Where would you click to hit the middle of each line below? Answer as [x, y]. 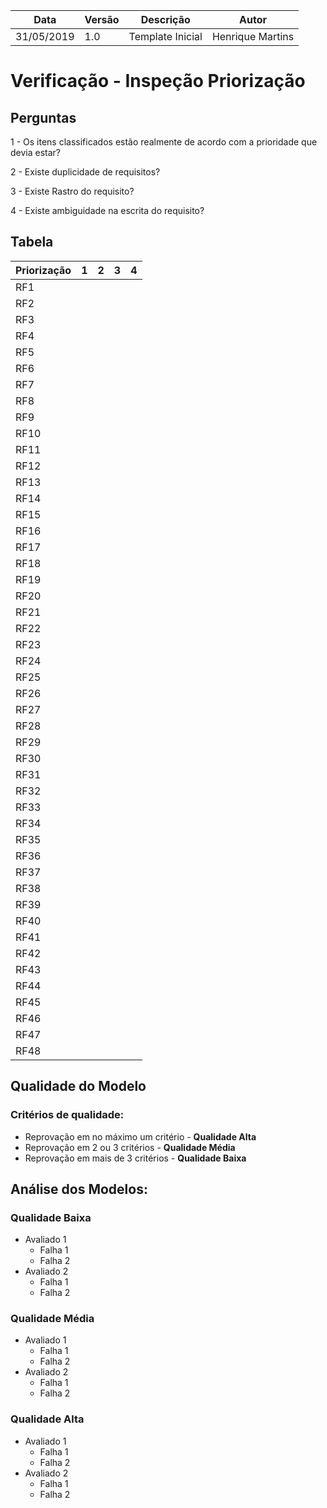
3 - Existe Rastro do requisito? [72, 191]
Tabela [32, 242]
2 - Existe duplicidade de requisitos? [85, 172]
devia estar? [36, 152]
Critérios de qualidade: [67, 1115]
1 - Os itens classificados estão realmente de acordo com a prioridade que [164, 142]
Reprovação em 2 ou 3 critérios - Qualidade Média [130, 1147]
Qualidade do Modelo [78, 1086]
